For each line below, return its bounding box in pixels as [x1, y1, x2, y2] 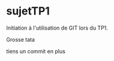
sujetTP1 [6, 4, 50, 18]
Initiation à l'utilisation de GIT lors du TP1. [6, 24, 108, 31]
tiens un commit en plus [6, 47, 66, 55]
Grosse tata [6, 36, 35, 43]
